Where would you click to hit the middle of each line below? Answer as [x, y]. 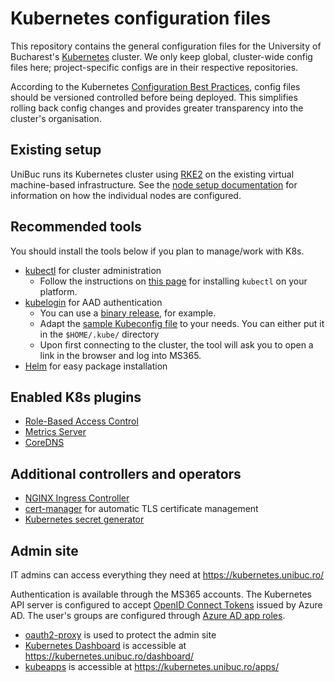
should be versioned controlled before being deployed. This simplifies [154, 97]
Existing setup [56, 150]
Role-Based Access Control [81, 421]
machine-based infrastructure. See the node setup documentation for [154, 184]
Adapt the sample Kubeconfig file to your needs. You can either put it [182, 323]
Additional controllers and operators [126, 473]
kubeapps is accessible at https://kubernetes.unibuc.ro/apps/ [152, 666]
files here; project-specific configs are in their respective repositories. [154, 67]
